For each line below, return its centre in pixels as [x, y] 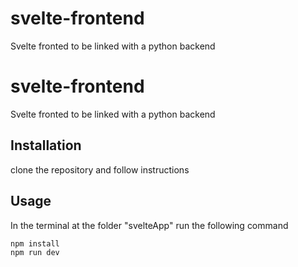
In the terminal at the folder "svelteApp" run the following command [149, 225]
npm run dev [35, 253]
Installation [46, 145]
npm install [35, 243]
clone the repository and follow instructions [100, 169]
